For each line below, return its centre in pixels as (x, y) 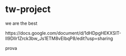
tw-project (28, 9)
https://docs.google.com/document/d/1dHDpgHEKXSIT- (63, 33)
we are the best (21, 23)
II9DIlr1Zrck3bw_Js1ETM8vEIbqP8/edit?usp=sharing (59, 38)
